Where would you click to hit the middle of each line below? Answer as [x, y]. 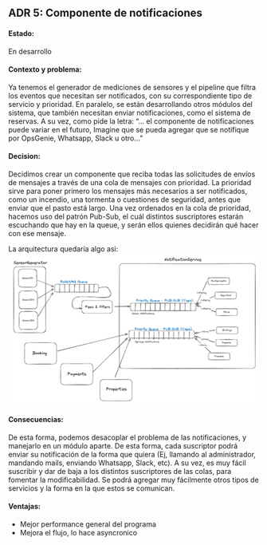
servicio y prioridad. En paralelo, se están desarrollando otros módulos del [130, 104]
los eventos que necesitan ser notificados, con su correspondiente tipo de [130, 96]
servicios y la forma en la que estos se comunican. [92, 488]
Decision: [25, 156]
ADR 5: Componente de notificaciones [106, 13]
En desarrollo [30, 51]
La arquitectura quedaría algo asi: [63, 249]
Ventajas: [25, 507]
